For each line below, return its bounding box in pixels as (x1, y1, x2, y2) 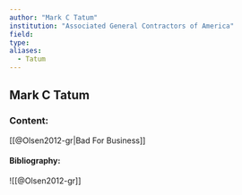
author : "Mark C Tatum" (9, 13, 99, 22)
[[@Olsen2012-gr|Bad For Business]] (9, 135, 146, 146)
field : (9, 30, 34, 38)
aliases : (9, 47, 42, 55)
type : (9, 38, 30, 47)
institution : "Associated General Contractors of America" (9, 21, 235, 30)
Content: (9, 114, 49, 127)
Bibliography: (9, 156, 61, 166)
